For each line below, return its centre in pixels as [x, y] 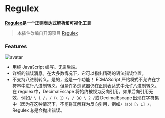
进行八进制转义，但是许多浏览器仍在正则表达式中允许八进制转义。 [92, 86]
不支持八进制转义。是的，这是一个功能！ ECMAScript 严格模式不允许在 [84, 80]
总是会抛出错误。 [47, 110]
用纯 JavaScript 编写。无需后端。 [46, 67]
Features [16, 46]
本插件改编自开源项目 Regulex [48, 33]
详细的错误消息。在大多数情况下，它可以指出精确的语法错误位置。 [79, 73]
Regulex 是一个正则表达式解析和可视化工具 [48, 23]
